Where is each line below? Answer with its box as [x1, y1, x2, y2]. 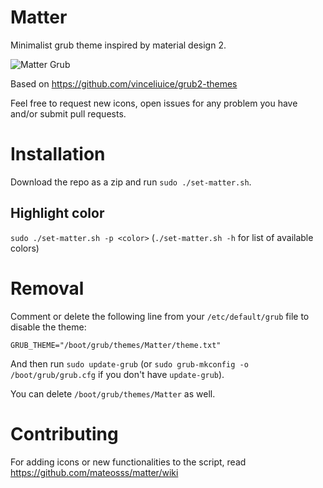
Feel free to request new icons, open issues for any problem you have [10, 97, 298, 109]
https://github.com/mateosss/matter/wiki [10, 466, 179, 478]
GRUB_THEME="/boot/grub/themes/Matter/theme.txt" [10, 340, 222, 350]
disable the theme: [10, 321, 87, 333]
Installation [10, 143, 106, 166]
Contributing [10, 422, 119, 445]
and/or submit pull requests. [10, 107, 127, 120]
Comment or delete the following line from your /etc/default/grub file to [10, 310, 310, 322]
